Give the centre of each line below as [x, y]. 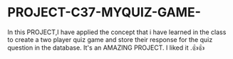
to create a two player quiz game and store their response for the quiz [110, 39]
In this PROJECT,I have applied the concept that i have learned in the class [117, 32]
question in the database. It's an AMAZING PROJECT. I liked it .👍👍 [106, 48]
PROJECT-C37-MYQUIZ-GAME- [104, 12]
